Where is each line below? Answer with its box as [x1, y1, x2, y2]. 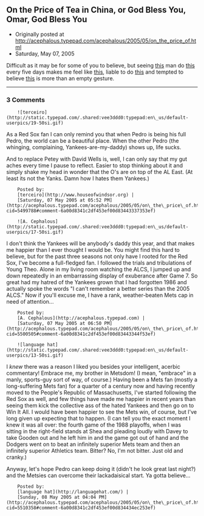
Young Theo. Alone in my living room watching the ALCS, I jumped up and [6, 266, 191, 273]
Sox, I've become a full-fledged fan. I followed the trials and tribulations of [6, 259, 192, 267]
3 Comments [6, 96, 46, 104]
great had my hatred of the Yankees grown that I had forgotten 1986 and [6, 279, 187, 286]
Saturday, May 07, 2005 [15, 50, 75, 57]
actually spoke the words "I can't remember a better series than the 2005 [6, 285, 190, 293]
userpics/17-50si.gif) [6, 229, 64, 235]
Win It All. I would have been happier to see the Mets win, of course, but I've [6, 408, 197, 416]
